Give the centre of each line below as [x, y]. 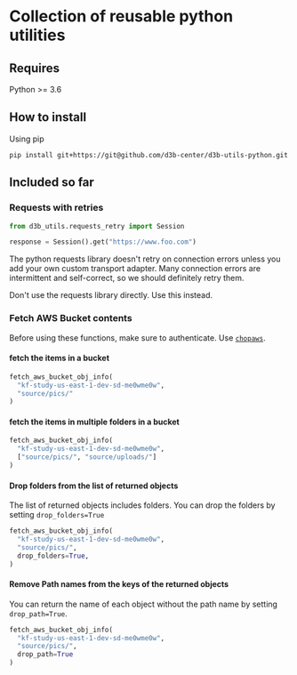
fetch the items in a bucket [59, 358]
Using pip [27, 139]
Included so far [52, 183]
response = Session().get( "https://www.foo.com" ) [103, 242]
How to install [48, 117]
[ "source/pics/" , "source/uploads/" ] [87, 457]
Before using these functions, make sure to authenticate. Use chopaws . [137, 337]
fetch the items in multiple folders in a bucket [94, 422]
